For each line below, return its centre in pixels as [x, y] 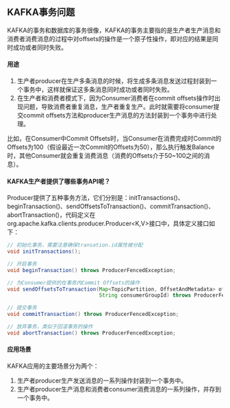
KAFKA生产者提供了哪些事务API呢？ [59, 181]
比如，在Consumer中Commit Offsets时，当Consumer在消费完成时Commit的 [114, 139]
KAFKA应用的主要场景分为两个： [53, 366]
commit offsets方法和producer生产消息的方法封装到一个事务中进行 [117, 115]
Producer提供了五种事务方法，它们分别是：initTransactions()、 [95, 198]
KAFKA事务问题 [41, 12]
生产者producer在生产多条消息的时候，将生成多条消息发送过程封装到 [114, 81]
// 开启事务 [22, 264]
